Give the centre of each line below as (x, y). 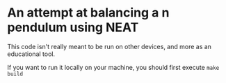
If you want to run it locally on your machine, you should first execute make (113, 67)
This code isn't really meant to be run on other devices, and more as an (110, 46)
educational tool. (31, 54)
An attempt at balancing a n (88, 13)
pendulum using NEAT (73, 27)
